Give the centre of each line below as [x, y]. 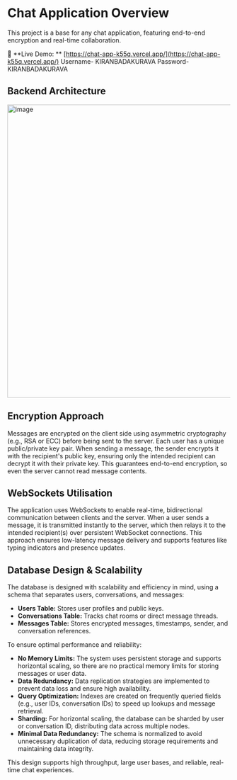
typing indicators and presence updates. [67, 548]
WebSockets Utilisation [60, 493]
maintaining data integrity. [56, 749]
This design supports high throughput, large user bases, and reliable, [108, 762]
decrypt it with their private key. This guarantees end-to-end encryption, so [117, 463]
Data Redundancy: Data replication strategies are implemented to [114, 681]
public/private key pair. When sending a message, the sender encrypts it [113, 448]
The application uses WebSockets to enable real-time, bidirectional [105, 510]
